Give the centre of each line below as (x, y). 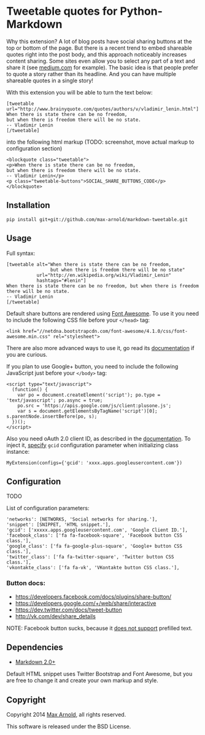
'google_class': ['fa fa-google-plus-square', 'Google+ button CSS (95, 546)
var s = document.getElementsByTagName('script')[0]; (87, 411)
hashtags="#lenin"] (61, 281)
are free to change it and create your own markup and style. (82, 680)
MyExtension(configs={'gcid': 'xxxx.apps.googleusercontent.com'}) (95, 463)
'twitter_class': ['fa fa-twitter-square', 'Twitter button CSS (90, 557)
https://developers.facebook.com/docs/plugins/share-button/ (93, 596)
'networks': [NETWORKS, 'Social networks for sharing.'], (82, 519)
